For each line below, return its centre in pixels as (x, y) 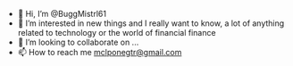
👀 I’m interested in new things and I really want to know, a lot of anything (151, 23)
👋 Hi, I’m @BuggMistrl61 (62, 14)
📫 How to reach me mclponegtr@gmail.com (100, 52)
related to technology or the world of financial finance (117, 33)
